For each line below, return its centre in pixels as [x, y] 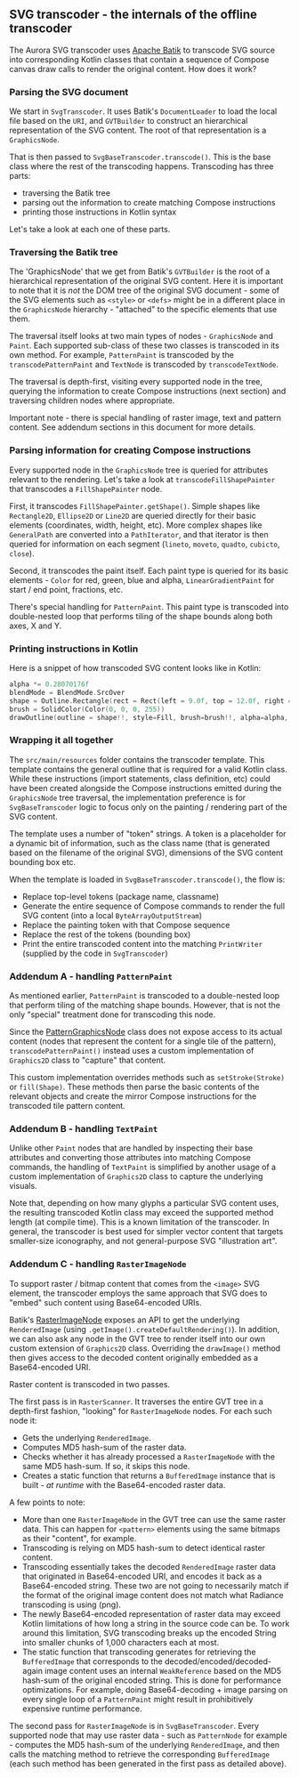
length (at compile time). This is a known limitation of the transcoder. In [139, 1222]
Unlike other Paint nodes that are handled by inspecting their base [131, 1148]
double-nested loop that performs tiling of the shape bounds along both [141, 616]
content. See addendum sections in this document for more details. [133, 427]
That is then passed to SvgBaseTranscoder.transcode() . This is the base [140, 157]
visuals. [23, 1186]
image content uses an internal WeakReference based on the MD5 [163, 1670]
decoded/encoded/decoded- [218, 1661]
